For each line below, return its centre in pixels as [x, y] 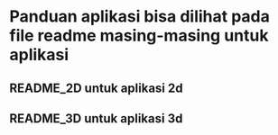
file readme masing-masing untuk [139, 36]
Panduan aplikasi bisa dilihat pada [140, 17]
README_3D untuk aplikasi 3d [96, 118]
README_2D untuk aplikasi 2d [96, 88]
